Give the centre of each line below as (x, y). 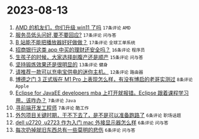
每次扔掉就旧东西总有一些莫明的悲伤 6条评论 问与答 (75, 130)
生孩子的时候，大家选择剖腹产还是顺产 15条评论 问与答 (79, 57)
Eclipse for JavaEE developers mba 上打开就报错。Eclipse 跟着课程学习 (102, 93)
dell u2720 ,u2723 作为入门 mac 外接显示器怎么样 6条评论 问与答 (92, 122)
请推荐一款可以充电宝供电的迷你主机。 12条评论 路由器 (79, 72)
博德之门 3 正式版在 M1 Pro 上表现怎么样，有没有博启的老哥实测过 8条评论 (104, 79)
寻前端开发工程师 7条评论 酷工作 (52, 108)
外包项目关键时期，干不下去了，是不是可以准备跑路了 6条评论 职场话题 (98, 115)
